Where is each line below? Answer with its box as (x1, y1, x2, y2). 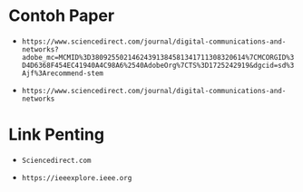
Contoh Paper (8, 5, 115, 26)
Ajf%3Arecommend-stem (21, 69, 103, 78)
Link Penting (8, 124, 105, 145)
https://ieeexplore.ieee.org (21, 173, 132, 182)
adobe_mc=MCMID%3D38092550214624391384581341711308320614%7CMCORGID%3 (21, 53, 295, 62)
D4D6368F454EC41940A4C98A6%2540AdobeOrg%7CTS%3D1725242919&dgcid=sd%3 (21, 61, 295, 70)
